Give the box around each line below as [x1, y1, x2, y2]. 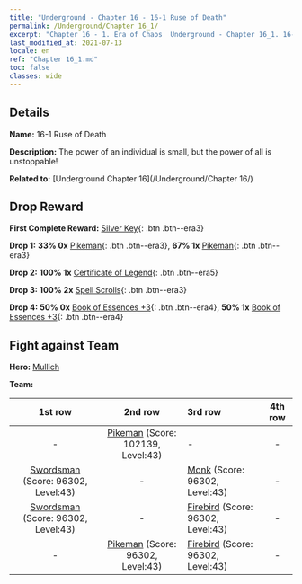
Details [9, 105, 49, 120]
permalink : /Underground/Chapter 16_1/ [9, 22, 159, 31]
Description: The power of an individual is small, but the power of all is [9, 146, 272, 157]
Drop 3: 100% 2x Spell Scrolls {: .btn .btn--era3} [9, 285, 187, 296]
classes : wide [9, 72, 63, 81]
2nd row [123, 406, 160, 419]
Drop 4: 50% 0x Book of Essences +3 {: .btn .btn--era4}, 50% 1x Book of [9, 302, 281, 313]
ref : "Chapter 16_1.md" [9, 55, 99, 64]
